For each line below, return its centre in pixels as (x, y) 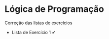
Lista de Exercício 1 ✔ (34, 32)
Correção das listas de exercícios (38, 23)
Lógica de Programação (54, 9)
